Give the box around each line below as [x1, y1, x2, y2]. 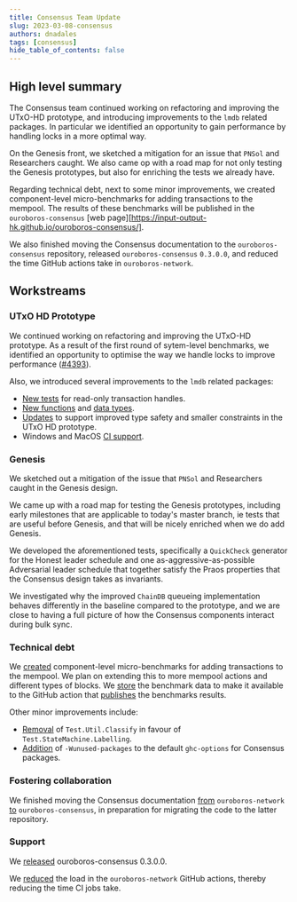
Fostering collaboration [9, 774, 113, 787]
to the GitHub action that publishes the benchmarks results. [9, 690, 227, 700]
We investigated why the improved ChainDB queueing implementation [9, 590, 261, 601]
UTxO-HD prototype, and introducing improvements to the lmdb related [9, 112, 268, 123]
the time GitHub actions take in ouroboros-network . [9, 257, 194, 268]
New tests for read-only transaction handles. [21, 392, 186, 404]
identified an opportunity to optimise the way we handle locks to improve [9, 349, 276, 360]
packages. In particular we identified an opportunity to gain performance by [9, 121, 286, 131]
